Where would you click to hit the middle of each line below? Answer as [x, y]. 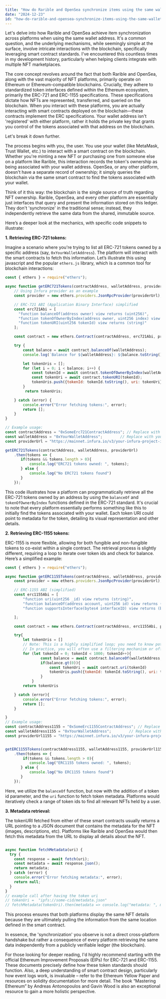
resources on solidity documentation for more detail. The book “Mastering [81, 981]
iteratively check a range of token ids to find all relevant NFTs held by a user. [83, 801]
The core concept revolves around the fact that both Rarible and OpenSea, [81, 74]
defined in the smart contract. [35, 925]
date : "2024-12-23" [25, 14]
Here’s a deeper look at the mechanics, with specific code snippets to [76, 223]
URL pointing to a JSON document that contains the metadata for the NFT [80, 826]
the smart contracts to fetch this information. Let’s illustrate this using [76, 258]
